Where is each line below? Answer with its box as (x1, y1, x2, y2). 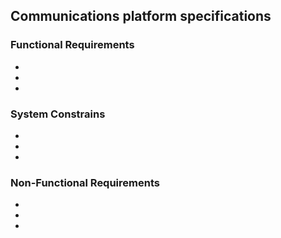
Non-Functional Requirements (10, 175, 160, 189)
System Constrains (10, 107, 106, 121)
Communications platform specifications (10, 8, 272, 25)
